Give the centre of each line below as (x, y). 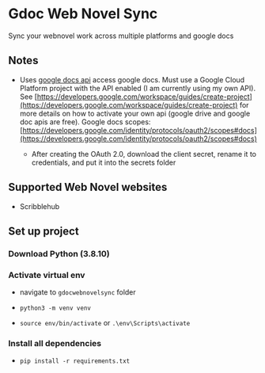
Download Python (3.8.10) (59, 253)
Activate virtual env (47, 275)
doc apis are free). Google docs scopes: (85, 122)
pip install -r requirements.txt (75, 361)
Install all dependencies (55, 344)
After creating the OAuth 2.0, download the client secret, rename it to (144, 154)
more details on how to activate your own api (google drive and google (135, 113)
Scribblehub (40, 206)
